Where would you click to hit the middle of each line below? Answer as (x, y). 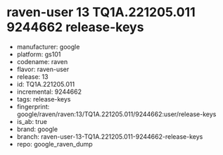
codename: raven (42, 61)
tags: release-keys (44, 99)
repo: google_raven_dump (55, 144)
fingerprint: (33, 106)
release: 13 (32, 76)
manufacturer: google (48, 46)
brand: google (37, 129)
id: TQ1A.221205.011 (46, 84)
